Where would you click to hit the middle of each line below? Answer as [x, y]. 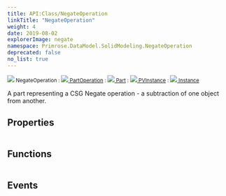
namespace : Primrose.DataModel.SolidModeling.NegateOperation [100, 46]
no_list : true [28, 59]
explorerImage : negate [40, 40]
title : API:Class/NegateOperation [58, 14]
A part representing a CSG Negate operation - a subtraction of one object [113, 93]
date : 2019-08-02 [33, 33]
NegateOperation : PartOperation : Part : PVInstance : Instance [107, 80]
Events [23, 185]
